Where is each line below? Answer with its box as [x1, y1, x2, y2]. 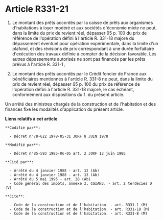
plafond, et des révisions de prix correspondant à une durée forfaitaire [12, 46, 154, 51]
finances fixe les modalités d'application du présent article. [5, 106, 124, 112]
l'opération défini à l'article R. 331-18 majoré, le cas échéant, [12, 86, 135, 92]
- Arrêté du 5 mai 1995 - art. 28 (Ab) [9, 176, 91, 182]
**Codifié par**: [5, 125, 41, 130]
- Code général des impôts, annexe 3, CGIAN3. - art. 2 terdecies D [9, 181, 152, 186]
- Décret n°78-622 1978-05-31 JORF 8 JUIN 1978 [9, 134, 109, 139]
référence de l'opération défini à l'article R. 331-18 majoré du [12, 35, 135, 41]
